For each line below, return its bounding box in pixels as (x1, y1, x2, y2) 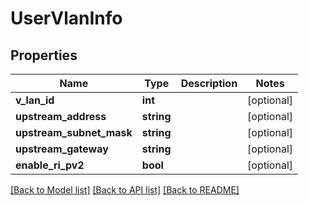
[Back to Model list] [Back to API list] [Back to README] (10, 184, 240, 196)
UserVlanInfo (10, 7, 123, 30)
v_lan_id (15, 93, 55, 107)
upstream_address (15, 110, 107, 123)
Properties (10, 47, 78, 64)
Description (180, 77, 238, 90)
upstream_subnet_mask (15, 126, 133, 139)
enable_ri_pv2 (15, 158, 85, 172)
